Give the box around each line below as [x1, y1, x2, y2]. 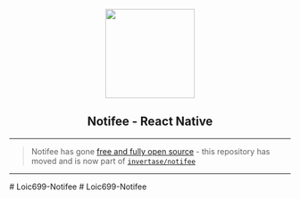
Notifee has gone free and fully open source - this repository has [30, 145, 271, 156]
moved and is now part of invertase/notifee [30, 155, 196, 166]
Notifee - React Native [87, 114, 213, 129]
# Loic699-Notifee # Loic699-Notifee [9, 181, 147, 192]
